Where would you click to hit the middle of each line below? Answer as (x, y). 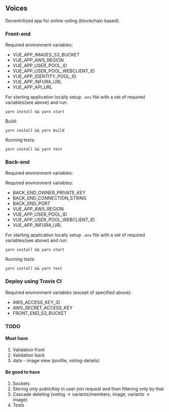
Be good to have (23, 372)
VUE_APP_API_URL (32, 87)
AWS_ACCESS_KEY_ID (36, 302)
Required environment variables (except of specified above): (69, 292)
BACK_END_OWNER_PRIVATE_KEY (49, 193)
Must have (17, 338)
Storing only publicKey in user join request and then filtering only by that (88, 389)
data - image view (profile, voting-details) (56, 360)
